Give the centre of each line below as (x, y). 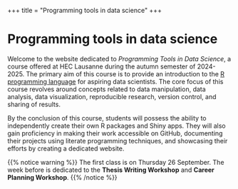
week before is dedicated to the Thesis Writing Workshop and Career (111, 170)
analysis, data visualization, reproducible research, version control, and (112, 96)
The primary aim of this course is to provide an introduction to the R (125, 73)
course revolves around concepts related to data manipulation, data (107, 89)
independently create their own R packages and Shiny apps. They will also (117, 126)
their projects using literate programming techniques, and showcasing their (118, 141)
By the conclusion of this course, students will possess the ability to (107, 118)
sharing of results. (34, 104)
